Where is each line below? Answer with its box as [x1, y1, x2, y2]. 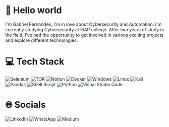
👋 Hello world [5, 5, 62, 16]
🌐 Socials [5, 99, 46, 110]
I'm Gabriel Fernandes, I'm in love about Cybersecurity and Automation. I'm [5, 21, 162, 27]
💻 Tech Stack [5, 56, 65, 68]
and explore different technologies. [5, 37, 78, 43]
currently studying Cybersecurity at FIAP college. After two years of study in [5, 26, 164, 32]
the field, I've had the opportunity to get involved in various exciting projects [5, 32, 164, 38]
